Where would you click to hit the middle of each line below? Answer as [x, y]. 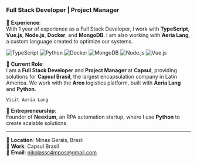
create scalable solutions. [37, 123]
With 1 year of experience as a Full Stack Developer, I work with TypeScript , [98, 29]
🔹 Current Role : [25, 64]
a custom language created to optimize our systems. [69, 42]
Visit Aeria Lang [27, 100]
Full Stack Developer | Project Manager [63, 10]
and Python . [21, 89]
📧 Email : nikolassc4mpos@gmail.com [51, 153]
